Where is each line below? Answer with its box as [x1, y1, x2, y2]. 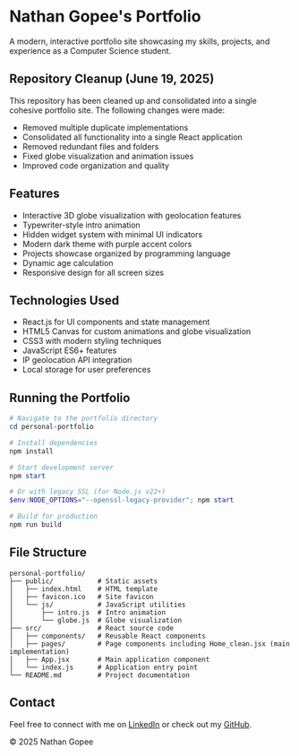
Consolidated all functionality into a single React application [21, 132, 243, 142]
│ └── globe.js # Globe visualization [9, 615, 182, 624]
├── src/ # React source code [9, 623, 175, 632]
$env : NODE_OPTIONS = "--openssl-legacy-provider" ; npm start [9, 495, 235, 505]
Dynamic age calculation [21, 257, 114, 268]
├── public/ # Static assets [9, 576, 158, 586]
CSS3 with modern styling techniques [21, 336, 163, 347]
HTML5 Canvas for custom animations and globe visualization [21, 326, 252, 337]
